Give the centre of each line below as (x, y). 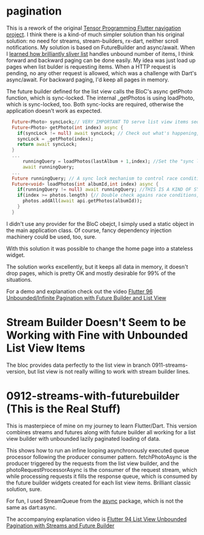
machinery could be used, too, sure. (52, 237)
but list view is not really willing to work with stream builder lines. (109, 371)
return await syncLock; (47, 145)
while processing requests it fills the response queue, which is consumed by (102, 476)
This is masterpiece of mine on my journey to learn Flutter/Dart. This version (102, 426)
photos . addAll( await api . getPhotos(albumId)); (82, 201)
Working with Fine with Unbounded (97, 335)
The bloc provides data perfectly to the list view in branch (78, 365)
